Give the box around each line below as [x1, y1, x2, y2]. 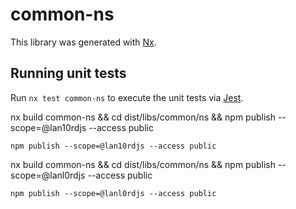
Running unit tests [10, 65, 127, 82]
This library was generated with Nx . [10, 36, 157, 48]
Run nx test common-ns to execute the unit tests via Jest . [10, 91, 244, 103]
